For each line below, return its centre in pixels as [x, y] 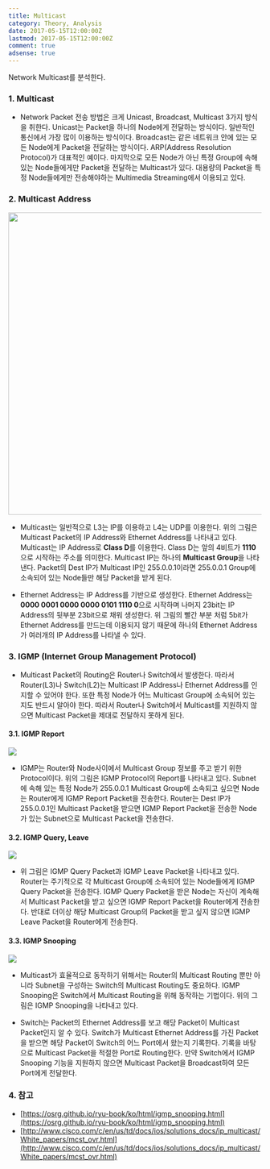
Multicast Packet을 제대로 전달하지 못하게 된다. [110, 715]
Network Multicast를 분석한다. [57, 77]
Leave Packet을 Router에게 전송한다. [79, 922]
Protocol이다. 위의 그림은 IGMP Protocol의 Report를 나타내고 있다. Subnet [138, 778]
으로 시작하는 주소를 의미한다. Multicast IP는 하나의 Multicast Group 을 [132, 557]
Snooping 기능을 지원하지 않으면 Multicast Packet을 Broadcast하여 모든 [135, 1063]
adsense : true [32, 53]
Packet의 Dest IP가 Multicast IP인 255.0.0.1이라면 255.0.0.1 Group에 [147, 567]
